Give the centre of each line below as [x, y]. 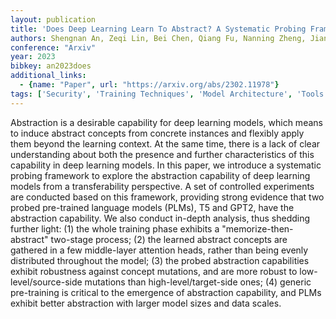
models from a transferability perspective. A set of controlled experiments [162, 186]
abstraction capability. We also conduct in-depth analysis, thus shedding [160, 218]
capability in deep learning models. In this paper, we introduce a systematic [166, 165]
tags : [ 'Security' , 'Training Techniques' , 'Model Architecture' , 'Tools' [169, 94]
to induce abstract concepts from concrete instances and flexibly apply [157, 133]
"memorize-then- [257, 228]
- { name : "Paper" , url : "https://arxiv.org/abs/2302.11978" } [149, 85]
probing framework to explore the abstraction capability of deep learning [160, 175]
